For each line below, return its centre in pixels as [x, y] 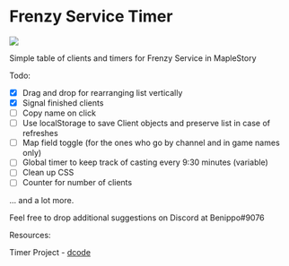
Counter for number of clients [77, 183]
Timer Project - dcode [50, 253]
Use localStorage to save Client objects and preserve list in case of [146, 124]
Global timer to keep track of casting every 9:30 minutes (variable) [145, 162]
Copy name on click [59, 113]
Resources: [30, 236]
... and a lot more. [42, 201]
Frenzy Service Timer [91, 17]
